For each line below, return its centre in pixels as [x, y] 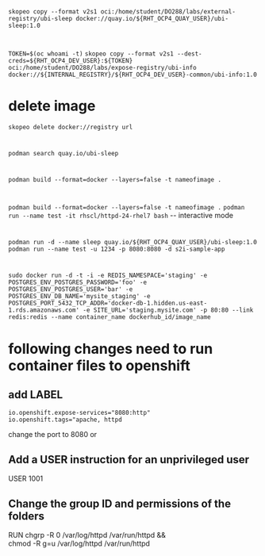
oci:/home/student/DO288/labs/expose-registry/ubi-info [102, 67]
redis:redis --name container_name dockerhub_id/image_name [110, 317]
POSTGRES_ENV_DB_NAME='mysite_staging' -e [79, 297]
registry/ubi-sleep [40, 19]
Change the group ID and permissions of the [120, 503]
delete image [52, 106]
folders [27, 516]
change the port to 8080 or [53, 435]
